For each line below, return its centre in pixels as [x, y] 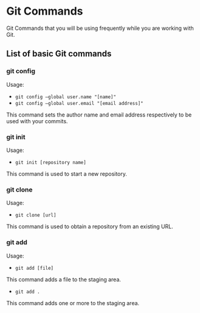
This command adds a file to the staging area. [64, 279]
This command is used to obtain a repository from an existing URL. [90, 226]
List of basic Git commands [59, 54]
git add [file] [34, 268]
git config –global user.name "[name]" [66, 97]
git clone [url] [36, 215]
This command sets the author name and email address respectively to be [99, 115]
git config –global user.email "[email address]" [79, 103]
